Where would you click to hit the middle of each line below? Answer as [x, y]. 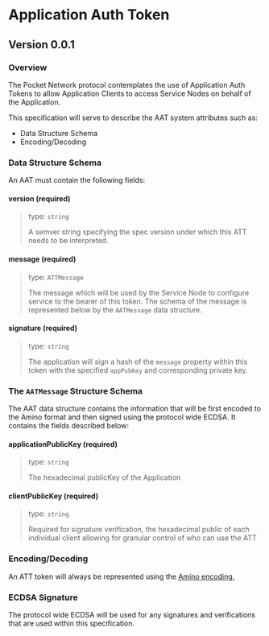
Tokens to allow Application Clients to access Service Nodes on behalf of [130, 93]
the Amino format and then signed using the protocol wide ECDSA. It [122, 417]
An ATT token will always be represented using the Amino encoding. [122, 576]
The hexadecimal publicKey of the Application [104, 477]
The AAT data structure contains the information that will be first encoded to [135, 409]
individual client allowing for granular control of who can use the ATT [143, 538]
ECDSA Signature [43, 597]
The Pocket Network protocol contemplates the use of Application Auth [127, 85]
